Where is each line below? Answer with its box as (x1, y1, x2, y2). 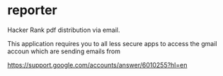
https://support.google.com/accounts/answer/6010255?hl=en (7, 60, 188, 69)
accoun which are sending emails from (7, 47, 120, 55)
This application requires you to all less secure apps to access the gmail (7, 39, 217, 48)
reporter (7, 2, 58, 18)
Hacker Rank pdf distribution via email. (7, 26, 120, 34)
